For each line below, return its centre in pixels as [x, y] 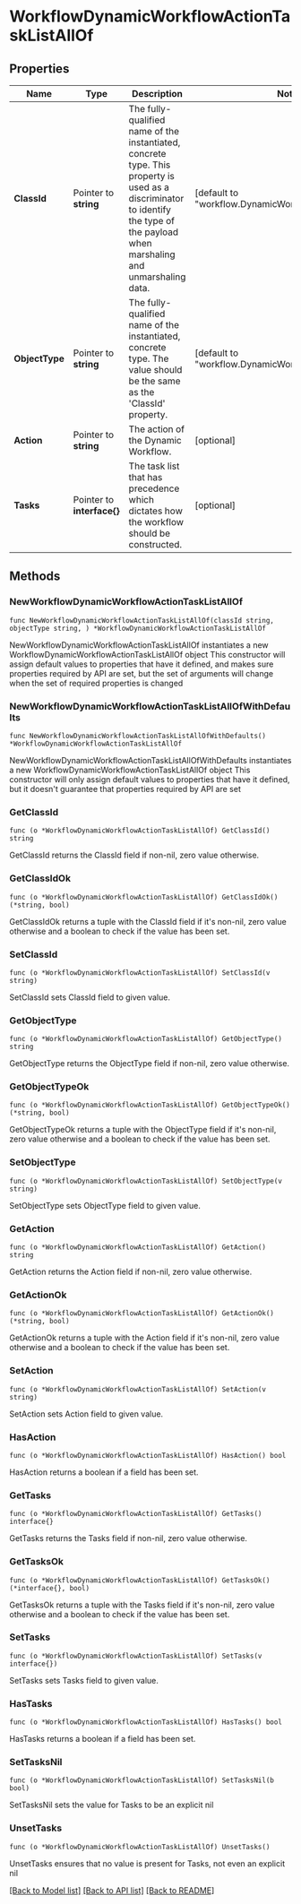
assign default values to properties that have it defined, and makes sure [142, 664]
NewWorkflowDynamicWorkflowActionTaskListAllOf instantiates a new [139, 645]
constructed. [155, 544]
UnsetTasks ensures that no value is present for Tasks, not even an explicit [147, 1863]
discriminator [156, 198]
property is [151, 176]
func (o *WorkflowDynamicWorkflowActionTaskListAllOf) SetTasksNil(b [142, 1780]
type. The [149, 358]
